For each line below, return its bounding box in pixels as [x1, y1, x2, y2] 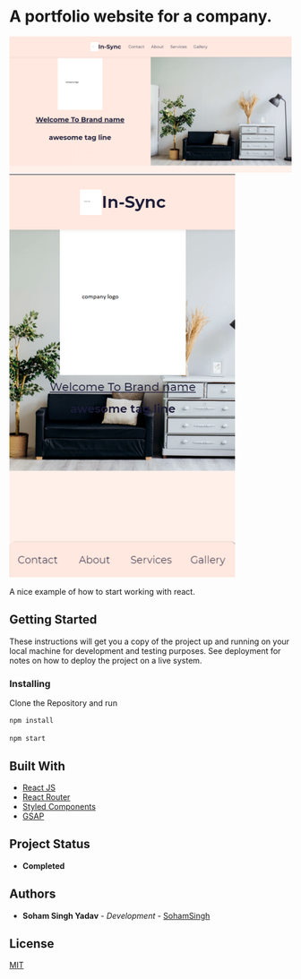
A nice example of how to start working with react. [9, 587, 195, 597]
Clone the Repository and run [9, 698, 118, 708]
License [9, 936, 55, 951]
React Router [21, 792, 71, 803]
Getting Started [9, 612, 98, 628]
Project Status [9, 837, 91, 852]
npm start [9, 734, 47, 743]
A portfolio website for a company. [9, 6, 272, 27]
